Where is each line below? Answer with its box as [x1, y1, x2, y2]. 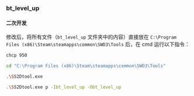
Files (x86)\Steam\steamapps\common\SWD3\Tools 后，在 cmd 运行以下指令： [6, 41, 190, 48]
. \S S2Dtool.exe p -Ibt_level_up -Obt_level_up [6, 84, 122, 90]
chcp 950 [6, 53, 27, 59]
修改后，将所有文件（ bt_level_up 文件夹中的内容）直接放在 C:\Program [6, 33, 177, 40]
